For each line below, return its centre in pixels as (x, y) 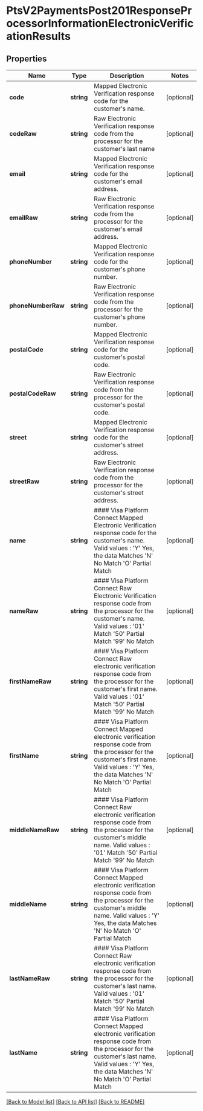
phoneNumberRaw (37, 305)
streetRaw (24, 481)
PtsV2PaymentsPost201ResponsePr (99, 11)
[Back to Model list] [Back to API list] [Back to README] (76, 1102)
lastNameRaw (30, 978)
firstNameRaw (31, 681)
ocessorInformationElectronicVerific (100, 23)
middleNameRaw (34, 830)
